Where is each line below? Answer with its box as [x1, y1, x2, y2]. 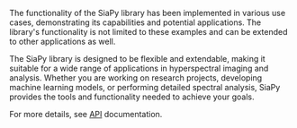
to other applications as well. [9, 36, 116, 47]
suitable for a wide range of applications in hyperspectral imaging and [9, 63, 269, 73]
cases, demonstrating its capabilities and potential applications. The [9, 17, 262, 28]
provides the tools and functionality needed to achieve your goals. [9, 91, 255, 102]
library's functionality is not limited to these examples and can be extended [9, 27, 288, 37]
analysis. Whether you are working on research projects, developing [9, 73, 263, 83]
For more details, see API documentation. [9, 109, 163, 119]
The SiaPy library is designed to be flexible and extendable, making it [9, 54, 265, 64]
